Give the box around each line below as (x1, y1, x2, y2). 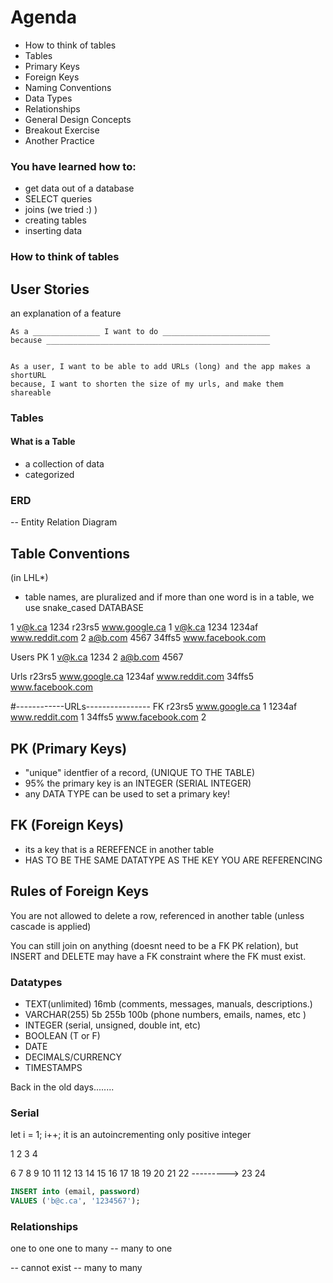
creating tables (24, 214, 87, 226)
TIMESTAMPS (24, 1061, 83, 1073)
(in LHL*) (10, 572, 49, 584)
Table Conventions (10, 545, 131, 562)
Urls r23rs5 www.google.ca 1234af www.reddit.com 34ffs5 (10, 671, 254, 683)
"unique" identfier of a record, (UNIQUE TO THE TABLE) (24, 767, 256, 779)
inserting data (24, 225, 83, 237)
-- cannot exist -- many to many (10, 1262, 143, 1274)
